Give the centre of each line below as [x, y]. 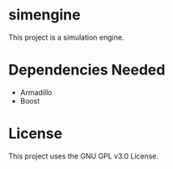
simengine [44, 15]
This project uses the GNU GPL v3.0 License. [84, 156]
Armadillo [36, 92]
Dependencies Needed [87, 70]
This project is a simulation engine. [66, 37]
